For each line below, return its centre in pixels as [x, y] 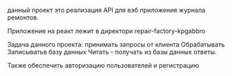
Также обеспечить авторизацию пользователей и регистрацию [103, 65]
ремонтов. [23, 17]
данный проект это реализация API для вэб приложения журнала [106, 10]
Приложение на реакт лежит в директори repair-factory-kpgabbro [106, 31]
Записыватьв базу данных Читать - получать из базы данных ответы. [112, 52]
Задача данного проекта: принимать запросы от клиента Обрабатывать [116, 44]
